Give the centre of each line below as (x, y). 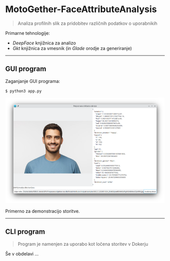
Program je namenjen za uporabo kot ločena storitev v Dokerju (83, 244)
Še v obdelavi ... (22, 253)
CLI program (25, 232)
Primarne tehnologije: (28, 33)
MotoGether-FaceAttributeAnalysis (81, 9)
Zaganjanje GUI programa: (33, 81)
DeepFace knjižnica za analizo (44, 43)
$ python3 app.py (24, 91)
